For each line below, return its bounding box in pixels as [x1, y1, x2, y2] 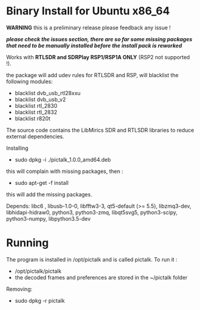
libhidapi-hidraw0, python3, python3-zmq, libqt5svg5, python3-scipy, [6, 208, 178, 216]
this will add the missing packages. [6, 190, 93, 198]
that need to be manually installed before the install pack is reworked [6, 42, 182, 49]
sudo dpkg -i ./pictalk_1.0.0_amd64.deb [14, 156, 112, 163]
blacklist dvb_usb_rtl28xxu [14, 89, 81, 96]
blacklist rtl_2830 [14, 102, 58, 109]
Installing [6, 144, 29, 151]
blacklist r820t [14, 115, 51, 122]
